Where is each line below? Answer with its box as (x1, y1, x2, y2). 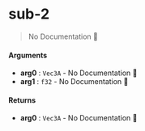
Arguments (8, 50, 48, 60)
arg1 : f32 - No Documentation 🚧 (19, 77, 129, 87)
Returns (8, 95, 36, 105)
